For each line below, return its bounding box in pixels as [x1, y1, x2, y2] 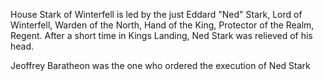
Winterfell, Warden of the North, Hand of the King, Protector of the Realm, [10, 19, 315, 31]
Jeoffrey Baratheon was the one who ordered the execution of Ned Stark [10, 60, 311, 71]
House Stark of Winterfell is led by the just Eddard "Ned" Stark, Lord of [10, 9, 303, 20]
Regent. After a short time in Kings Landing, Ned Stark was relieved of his [10, 30, 313, 41]
